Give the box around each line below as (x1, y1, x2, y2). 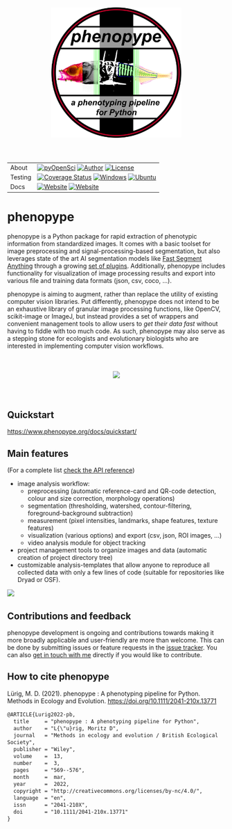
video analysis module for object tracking (27, 539, 146, 547)
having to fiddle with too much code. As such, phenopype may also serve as (7, 327, 225, 335)
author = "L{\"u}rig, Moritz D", (13, 725, 119, 732)
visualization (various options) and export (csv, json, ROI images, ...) (27, 531, 222, 540)
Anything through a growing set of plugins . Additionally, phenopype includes (7, 261, 226, 270)
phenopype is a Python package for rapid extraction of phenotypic (7, 232, 197, 240)
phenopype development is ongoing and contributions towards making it (7, 629, 215, 636)
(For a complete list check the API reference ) (7, 466, 135, 474)
